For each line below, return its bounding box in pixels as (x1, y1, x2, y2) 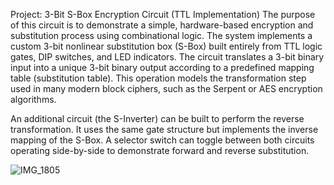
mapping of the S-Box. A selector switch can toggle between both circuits (10, 134, 315, 146)
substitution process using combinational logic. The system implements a (10, 30, 313, 41)
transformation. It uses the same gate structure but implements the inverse (10, 124, 319, 135)
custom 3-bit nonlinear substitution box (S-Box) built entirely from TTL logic (10, 40, 323, 52)
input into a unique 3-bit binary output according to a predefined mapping (10, 62, 315, 73)
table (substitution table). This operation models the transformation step (10, 72, 307, 84)
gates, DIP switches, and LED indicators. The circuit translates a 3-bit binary (10, 51, 325, 63)
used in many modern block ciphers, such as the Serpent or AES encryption (10, 83, 323, 94)
